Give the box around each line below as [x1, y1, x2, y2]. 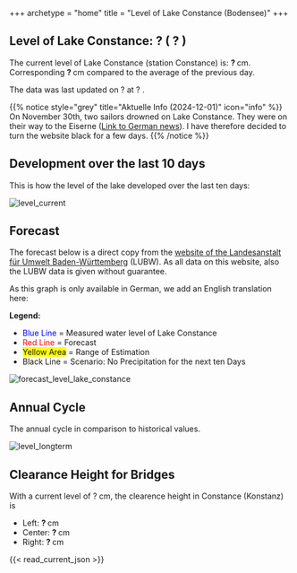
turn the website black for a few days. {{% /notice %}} [9, 130, 210, 141]
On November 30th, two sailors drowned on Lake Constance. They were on [9, 111, 288, 122]
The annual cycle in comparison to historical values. [9, 423, 201, 434]
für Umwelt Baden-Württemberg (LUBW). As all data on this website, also [9, 256, 280, 267]
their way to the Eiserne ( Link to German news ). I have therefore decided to [9, 120, 287, 131]
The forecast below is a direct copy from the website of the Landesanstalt [9, 247, 282, 258]
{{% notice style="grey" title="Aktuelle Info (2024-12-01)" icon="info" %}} [9, 101, 284, 112]
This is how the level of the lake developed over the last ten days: [9, 179, 250, 191]
